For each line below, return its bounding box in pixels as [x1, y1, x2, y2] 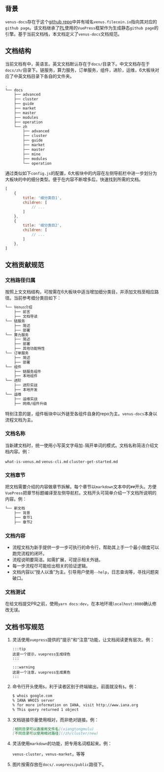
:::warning [12, 665, 35, 670]
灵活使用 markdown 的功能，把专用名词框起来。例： [12, 740, 112, 746]
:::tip [12, 647, 26, 652]
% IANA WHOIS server [12, 698, 55, 703]
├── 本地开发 [14, 387, 38, 393]
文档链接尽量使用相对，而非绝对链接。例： [12, 716, 99, 723]
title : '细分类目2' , [23, 223, 62, 228]
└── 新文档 [5, 506, 26, 511]
